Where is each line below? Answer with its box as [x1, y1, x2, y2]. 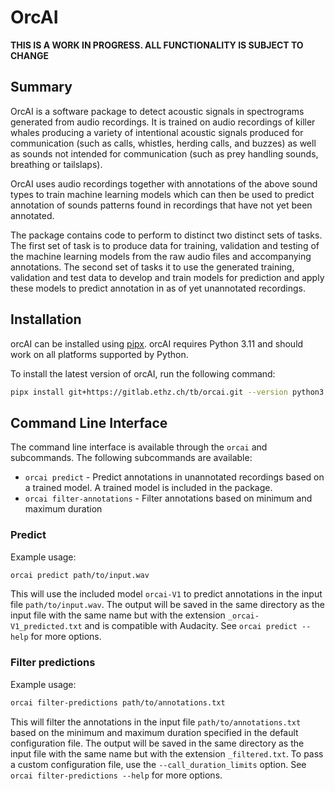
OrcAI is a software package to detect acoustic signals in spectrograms [10, 105, 305, 117]
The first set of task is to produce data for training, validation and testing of [10, 239, 320, 251]
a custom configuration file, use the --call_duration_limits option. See [10, 758, 307, 770]
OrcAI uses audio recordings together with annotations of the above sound [10, 177, 318, 190]
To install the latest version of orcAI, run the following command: [10, 367, 276, 380]
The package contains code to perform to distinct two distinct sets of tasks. [10, 229, 323, 241]
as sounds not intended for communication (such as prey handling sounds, [10, 147, 319, 160]
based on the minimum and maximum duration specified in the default [10, 726, 299, 738]
